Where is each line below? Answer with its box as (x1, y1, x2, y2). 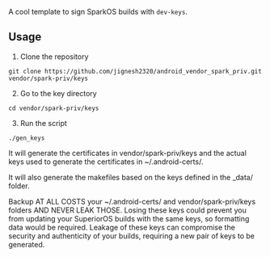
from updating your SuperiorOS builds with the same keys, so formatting (8, 213, 250, 223)
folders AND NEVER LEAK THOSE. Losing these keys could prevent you (8, 205, 247, 215)
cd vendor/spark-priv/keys (8, 104, 99, 112)
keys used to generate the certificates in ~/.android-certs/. (8, 157, 204, 166)
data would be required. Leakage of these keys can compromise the (8, 222, 236, 232)
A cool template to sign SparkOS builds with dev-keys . (8, 7, 188, 16)
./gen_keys (8, 133, 45, 142)
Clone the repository (19, 52, 89, 61)
